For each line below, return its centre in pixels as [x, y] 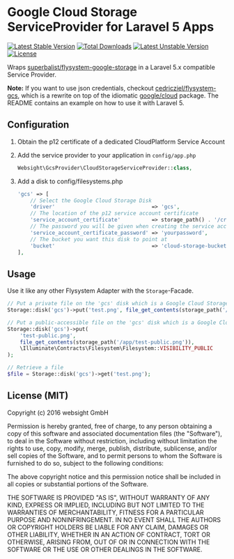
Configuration [38, 125]
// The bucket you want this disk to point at [99, 239]
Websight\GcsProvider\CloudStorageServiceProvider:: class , [105, 168]
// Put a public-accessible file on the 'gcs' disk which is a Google [112, 322]
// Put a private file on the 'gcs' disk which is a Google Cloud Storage [118, 304]
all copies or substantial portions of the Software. [78, 484]
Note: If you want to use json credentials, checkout [81, 88]
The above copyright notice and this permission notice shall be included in [114, 476]
